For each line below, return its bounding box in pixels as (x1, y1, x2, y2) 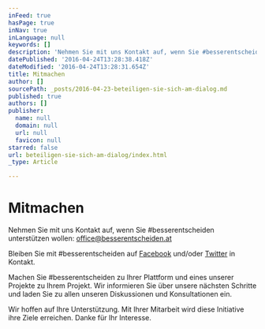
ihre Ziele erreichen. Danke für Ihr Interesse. (8, 313, 152, 323)
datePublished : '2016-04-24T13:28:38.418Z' (8, 56, 154, 64)
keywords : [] (8, 41, 51, 49)
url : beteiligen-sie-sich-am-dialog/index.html (8, 151, 168, 159)
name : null (15, 114, 51, 122)
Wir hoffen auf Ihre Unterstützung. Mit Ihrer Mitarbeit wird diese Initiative (8, 305, 244, 314)
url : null (15, 129, 47, 136)
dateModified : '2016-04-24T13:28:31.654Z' (8, 63, 150, 71)
